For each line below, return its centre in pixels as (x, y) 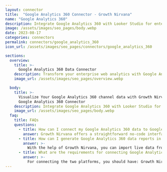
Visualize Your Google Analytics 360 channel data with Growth (85, 97)
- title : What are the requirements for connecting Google (81, 153)
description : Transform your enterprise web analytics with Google (85, 74)
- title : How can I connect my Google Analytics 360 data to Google (91, 129)
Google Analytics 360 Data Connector (57, 70)
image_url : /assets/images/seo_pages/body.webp (64, 111)
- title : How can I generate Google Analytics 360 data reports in (90, 139)
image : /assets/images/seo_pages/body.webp (51, 28)
